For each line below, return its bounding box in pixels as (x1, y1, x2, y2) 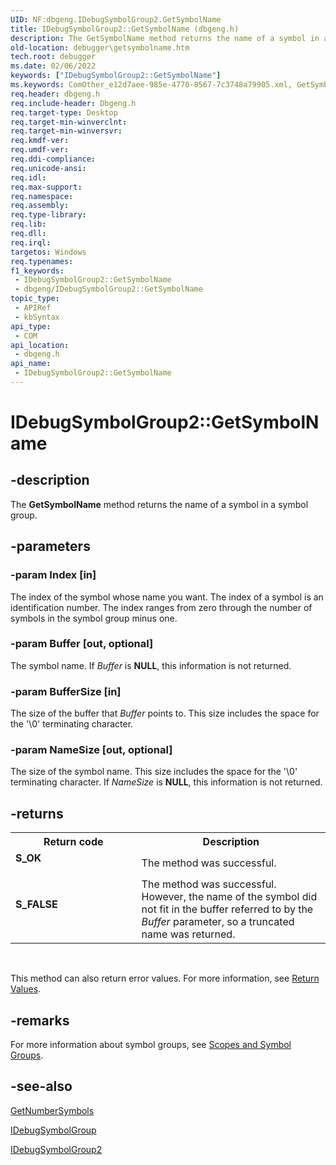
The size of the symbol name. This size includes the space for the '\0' (10, 766, 298, 778)
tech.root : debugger (10, 52, 97, 62)
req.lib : (10, 219, 47, 230)
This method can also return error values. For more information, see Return (10, 972, 320, 985)
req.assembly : (10, 201, 70, 211)
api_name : (10, 359, 52, 369)
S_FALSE (15, 897, 58, 911)
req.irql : (10, 237, 52, 248)
